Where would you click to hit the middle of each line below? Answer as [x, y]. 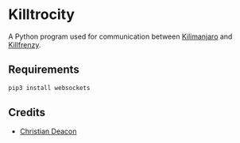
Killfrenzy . [25, 44]
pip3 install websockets [49, 88]
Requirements [44, 70]
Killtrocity [42, 15]
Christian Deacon [48, 131]
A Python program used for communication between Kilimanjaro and [120, 36]
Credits [27, 113]
